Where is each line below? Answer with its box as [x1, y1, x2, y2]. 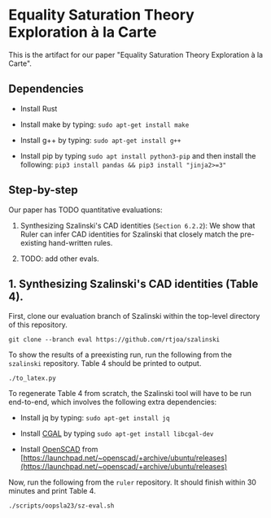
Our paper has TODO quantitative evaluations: [8, 205, 163, 215]
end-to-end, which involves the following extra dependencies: [8, 397, 217, 407]
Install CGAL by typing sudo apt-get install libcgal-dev [20, 429, 214, 438]
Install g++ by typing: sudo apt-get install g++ [20, 135, 181, 145]
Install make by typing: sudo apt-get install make [20, 120, 190, 129]
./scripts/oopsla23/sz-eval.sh [8, 502, 115, 510]
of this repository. [8, 320, 68, 330]
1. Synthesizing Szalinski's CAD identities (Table [8, 276, 259, 290]
